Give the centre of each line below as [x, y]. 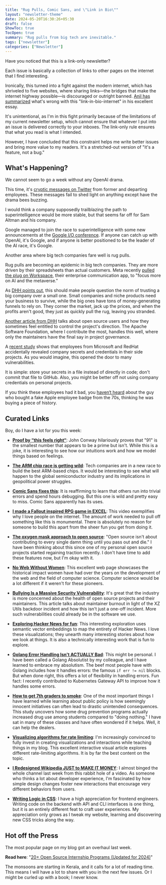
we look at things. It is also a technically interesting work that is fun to [83, 640]
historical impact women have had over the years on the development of [86, 573]
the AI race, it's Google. [29, 246]
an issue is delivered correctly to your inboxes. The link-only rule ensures [80, 127]
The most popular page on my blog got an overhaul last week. [68, 848]
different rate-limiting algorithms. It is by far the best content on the [81, 753]
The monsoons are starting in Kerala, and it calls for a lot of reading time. [80, 867]
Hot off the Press [32, 836]
